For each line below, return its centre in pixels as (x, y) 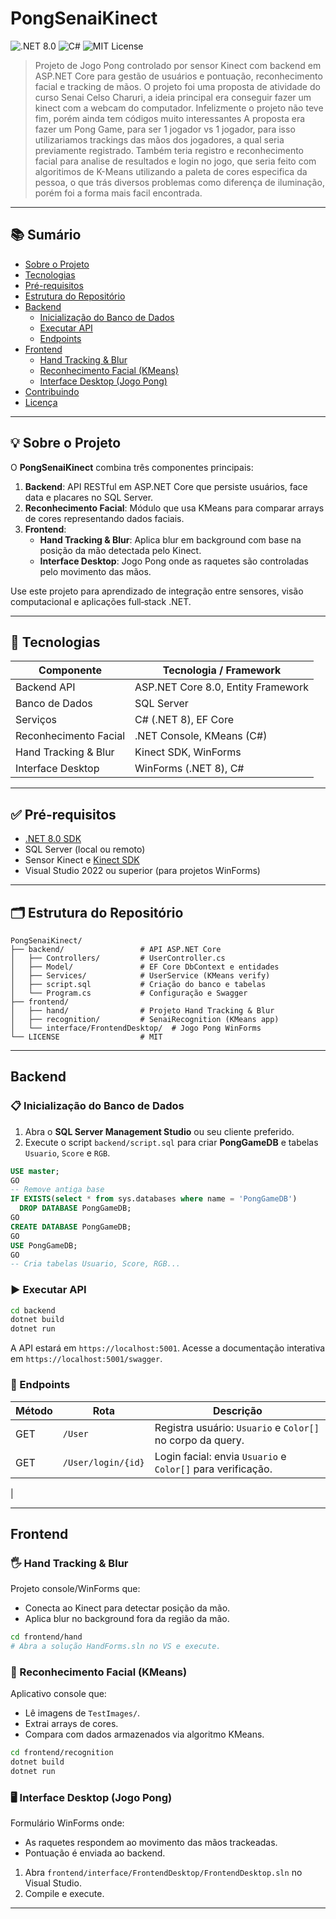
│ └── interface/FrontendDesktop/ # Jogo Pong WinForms (136, 1028)
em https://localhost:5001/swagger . (86, 1359)
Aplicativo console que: (58, 1694)
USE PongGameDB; (44, 1245)
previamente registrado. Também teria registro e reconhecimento (169, 150)
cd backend (33, 1310)
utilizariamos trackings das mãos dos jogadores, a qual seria (159, 139)
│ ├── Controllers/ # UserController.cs (118, 958)
